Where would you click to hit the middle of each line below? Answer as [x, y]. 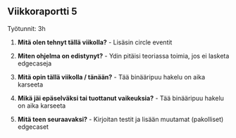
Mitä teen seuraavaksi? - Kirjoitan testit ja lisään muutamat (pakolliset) [120, 119]
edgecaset [33, 127]
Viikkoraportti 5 [42, 12]
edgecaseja [35, 63]
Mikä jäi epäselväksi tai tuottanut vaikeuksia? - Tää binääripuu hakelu [120, 98]
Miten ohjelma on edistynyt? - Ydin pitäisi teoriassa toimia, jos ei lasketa [123, 56]
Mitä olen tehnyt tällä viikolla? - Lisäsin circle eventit [95, 42]
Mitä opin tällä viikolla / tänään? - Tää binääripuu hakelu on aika [111, 77]
